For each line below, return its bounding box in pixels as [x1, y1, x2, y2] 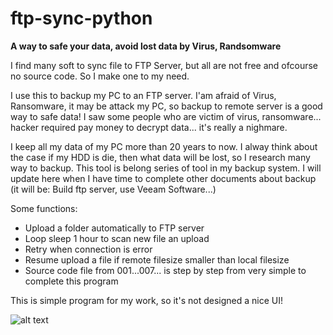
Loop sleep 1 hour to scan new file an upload [24, 232, 210, 244]
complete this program [24, 275, 119, 287]
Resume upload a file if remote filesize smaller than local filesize [24, 253, 290, 266]
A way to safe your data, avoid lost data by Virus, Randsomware [10, 40, 282, 52]
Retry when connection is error [24, 243, 153, 255]
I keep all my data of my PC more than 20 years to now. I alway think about [10, 140, 318, 152]
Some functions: [10, 202, 78, 214]
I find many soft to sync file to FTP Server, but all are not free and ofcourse [10, 59, 318, 71]
